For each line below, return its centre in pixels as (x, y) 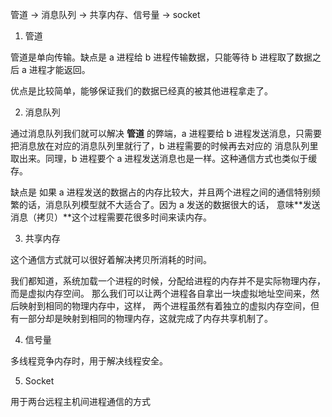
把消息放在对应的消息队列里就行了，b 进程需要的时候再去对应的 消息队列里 (164, 146)
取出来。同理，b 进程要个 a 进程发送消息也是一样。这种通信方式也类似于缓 (164, 158)
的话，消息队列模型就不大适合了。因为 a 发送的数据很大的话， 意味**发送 (169, 204)
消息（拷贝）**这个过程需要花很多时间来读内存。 (111, 217)
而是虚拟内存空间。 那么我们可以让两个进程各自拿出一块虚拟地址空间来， (160, 293)
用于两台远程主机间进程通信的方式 (80, 401)
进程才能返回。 (59, 69)
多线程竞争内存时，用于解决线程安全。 (89, 361)
